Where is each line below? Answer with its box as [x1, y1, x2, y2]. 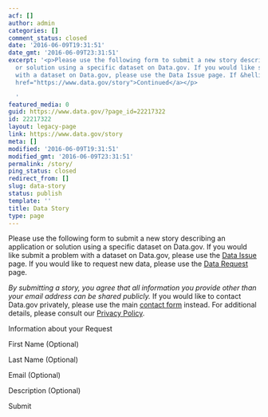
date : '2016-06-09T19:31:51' [8, 42, 105, 50]
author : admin [8, 19, 56, 27]
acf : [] [8, 11, 34, 20]
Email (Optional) [8, 371, 61, 380]
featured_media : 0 [8, 101, 69, 109]
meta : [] [8, 137, 37, 145]
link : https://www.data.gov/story [8, 130, 124, 138]
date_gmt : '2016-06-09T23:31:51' [8, 49, 120, 57]
